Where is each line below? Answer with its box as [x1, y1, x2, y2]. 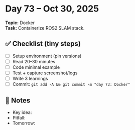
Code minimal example [12, 64, 60, 70]
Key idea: [12, 109, 32, 115]
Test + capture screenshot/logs [12, 70, 78, 76]
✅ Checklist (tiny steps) [5, 40, 81, 48]
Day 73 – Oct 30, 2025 [5, 3, 99, 15]
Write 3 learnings [12, 76, 48, 81]
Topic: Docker [5, 20, 35, 26]
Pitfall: [12, 114, 26, 120]
